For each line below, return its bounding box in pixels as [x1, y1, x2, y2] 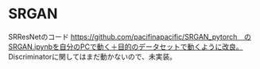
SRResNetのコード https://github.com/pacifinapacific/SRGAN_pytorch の [8, 32, 252, 41]
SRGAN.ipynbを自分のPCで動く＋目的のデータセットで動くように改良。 [8, 41, 243, 52]
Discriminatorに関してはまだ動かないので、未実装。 [8, 52, 177, 61]
